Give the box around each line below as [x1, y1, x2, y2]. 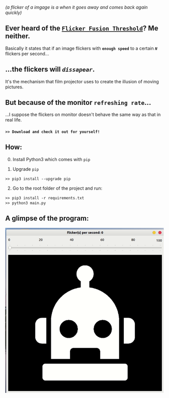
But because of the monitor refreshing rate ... [5, 98, 151, 107]
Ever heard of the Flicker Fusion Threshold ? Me [5, 24, 158, 33]
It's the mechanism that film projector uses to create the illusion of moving [5, 78, 159, 84]
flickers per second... [5, 50, 49, 57]
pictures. [5, 84, 24, 90]
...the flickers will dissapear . [5, 65, 95, 74]
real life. [5, 117, 22, 123]
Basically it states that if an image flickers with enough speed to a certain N [5, 45, 157, 51]
